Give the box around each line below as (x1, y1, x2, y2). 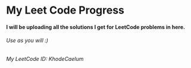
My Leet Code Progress (6, 4, 125, 17)
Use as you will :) (6, 37, 49, 44)
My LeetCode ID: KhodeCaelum (6, 55, 84, 62)
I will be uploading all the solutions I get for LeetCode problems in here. (6, 23, 186, 30)
